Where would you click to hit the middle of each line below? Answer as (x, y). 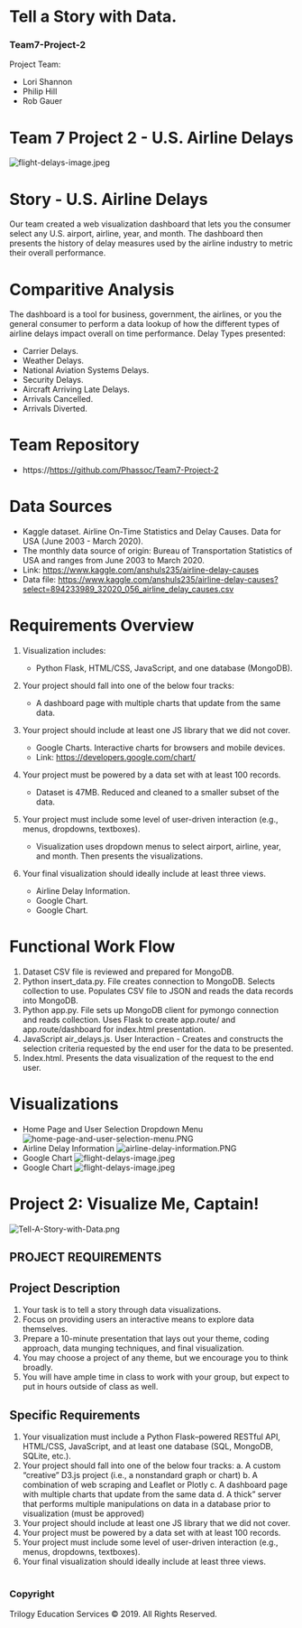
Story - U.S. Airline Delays (109, 199)
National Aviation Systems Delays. (86, 370)
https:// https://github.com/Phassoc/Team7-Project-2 (120, 470)
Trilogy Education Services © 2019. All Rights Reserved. (114, 1614)
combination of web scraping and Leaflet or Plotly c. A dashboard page (155, 1484)
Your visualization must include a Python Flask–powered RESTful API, (151, 1437)
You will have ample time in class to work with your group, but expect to (156, 1377)
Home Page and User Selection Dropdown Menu (113, 1129)
